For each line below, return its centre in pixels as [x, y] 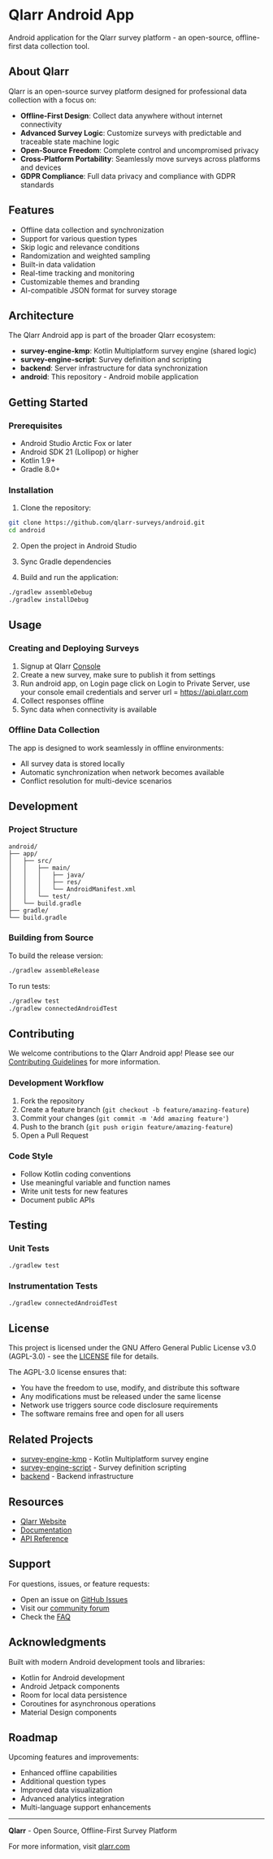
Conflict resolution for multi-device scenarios [96, 781]
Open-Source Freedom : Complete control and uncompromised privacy [139, 150]
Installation [31, 490]
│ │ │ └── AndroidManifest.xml [72, 889]
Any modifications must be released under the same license [121, 1397]
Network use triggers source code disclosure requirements [119, 1405]
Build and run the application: [69, 578]
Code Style [31, 1156]
